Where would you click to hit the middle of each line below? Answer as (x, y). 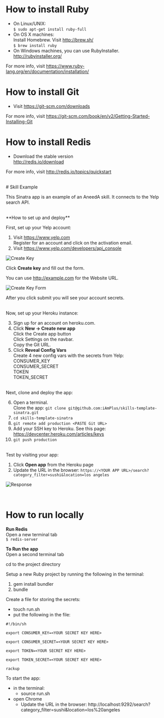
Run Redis (17, 529)
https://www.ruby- (65, 66)
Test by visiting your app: (32, 454)
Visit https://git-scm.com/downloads (51, 106)
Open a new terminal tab (32, 534)
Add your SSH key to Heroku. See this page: (60, 428)
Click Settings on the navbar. (43, 339)
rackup (13, 668)
